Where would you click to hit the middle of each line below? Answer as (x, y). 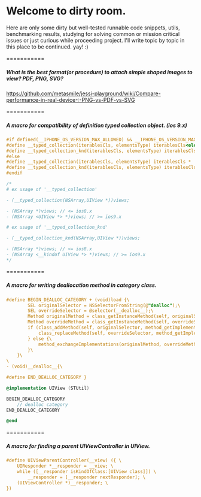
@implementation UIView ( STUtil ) (48, 388)
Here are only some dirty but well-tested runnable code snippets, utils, (93, 28)
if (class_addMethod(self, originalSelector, (86, 328)
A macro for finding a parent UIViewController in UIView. (78, 446)
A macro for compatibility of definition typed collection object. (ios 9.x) (97, 125)
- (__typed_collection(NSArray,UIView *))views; (68, 200)
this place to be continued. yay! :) (47, 47)
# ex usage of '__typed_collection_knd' (57, 228)
